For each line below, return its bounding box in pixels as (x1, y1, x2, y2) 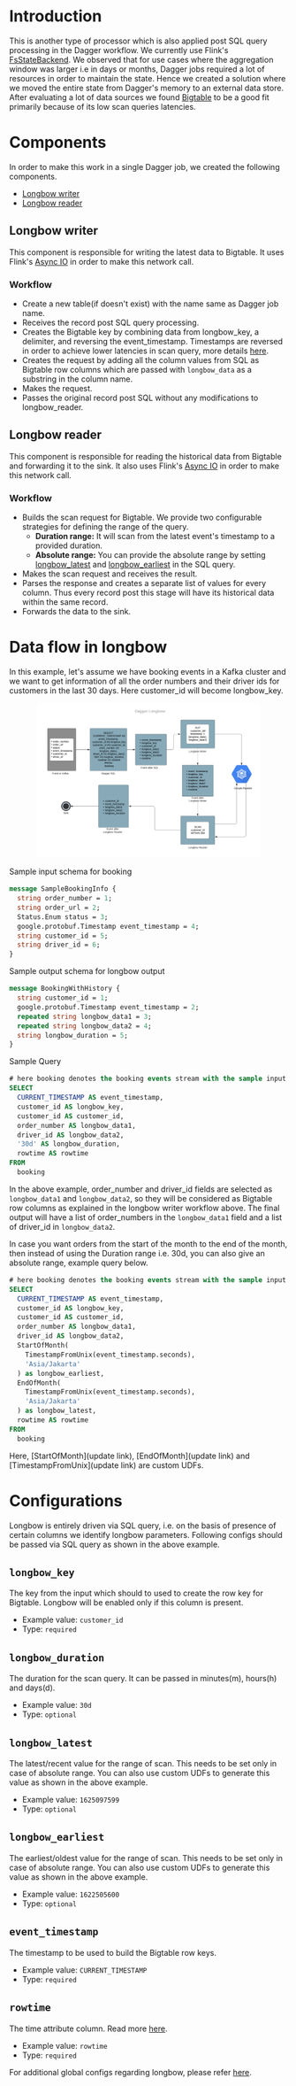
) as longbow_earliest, (17, 1369, 104, 1378)
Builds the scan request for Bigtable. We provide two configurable (21, 512, 262, 523)
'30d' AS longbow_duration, (17, 1140, 121, 1148)
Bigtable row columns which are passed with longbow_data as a (21, 364, 252, 375)
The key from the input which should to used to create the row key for (9, 1588, 263, 1599)
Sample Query (9, 1056, 62, 1067)
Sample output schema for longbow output (9, 966, 165, 977)
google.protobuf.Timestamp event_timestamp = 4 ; (17, 922, 200, 931)
